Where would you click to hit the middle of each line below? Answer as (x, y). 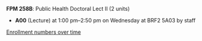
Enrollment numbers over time (44, 32)
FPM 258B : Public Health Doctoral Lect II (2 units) (68, 9)
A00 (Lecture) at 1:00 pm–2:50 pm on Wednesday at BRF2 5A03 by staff (105, 20)
